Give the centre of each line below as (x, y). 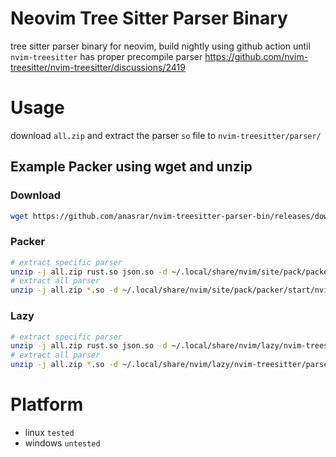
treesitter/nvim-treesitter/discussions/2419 (98, 67)
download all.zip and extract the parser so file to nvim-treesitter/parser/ (166, 135)
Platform (47, 404)
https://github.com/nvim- (256, 56)
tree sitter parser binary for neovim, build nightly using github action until (160, 46)
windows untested (62, 443)
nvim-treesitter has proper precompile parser (106, 56)
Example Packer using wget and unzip (131, 167)
